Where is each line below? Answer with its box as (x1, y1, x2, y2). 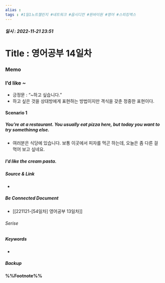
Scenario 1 (5, 110, 28, 116)
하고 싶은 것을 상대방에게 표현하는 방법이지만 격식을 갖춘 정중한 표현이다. (12, 98, 154, 104)
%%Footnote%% (5, 272, 43, 278)
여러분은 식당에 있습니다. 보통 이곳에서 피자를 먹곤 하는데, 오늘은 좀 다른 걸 (12, 140, 158, 146)
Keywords (5, 236, 27, 242)
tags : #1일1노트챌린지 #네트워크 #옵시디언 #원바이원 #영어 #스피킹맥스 (5, 12, 136, 17)
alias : (5, 7, 22, 13)
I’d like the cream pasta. (5, 158, 57, 164)
